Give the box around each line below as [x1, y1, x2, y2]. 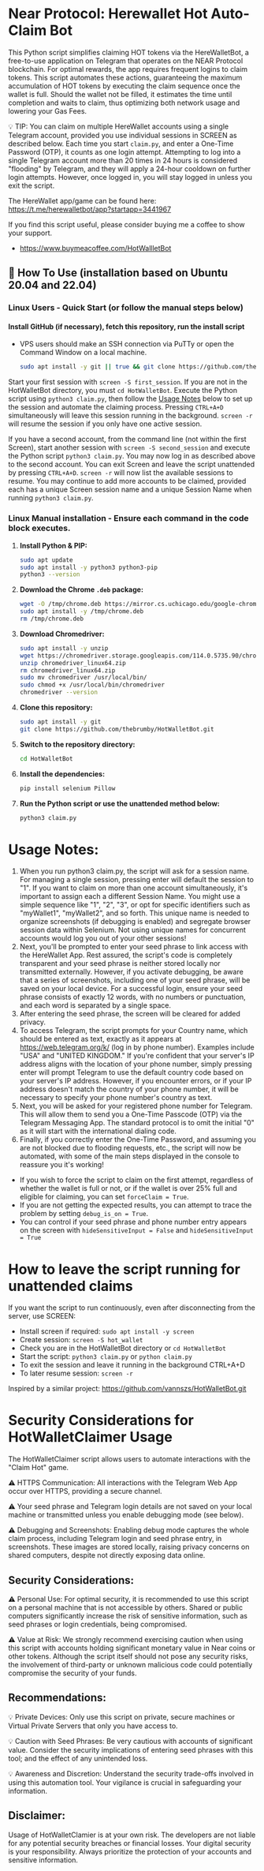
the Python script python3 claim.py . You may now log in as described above [8, 451, 256, 461]
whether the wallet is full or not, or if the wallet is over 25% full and [19, 1184, 238, 1193]
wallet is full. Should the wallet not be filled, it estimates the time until [8, 89, 232, 99]
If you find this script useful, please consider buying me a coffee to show [8, 219, 246, 229]
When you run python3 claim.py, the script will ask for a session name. [19, 866, 250, 876]
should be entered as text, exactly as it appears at [19, 1035, 182, 1044]
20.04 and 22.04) [8, 279, 97, 292]
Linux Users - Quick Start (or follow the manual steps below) [8, 302, 244, 313]
